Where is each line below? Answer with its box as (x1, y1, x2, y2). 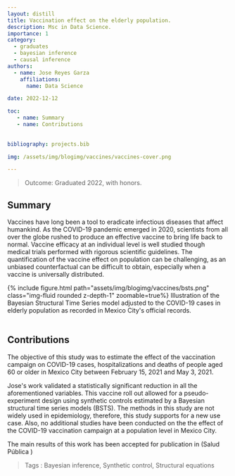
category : (7, 37, 37, 44)
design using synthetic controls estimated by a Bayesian (42, 396, 205, 405)
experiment (7, 396, 41, 405)
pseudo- (184, 389, 209, 397)
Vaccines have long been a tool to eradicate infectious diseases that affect (7, 218, 224, 226)
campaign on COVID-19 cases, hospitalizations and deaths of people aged (7, 360, 223, 368)
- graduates (13, 43, 49, 50)
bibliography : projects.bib (7, 140, 90, 148)
